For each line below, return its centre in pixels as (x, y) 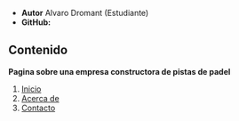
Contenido (38, 50)
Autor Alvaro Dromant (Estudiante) (85, 13)
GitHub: (36, 22)
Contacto (38, 108)
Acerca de (40, 98)
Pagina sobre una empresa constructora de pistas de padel (119, 71)
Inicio (31, 89)
